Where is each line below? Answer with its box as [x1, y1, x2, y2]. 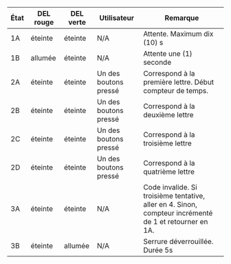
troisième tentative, [143, 191, 205, 201]
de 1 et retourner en [143, 217, 208, 226]
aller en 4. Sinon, [143, 200, 198, 209]
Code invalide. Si [143, 183, 197, 192]
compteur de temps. [143, 86, 208, 95]
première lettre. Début [143, 77, 214, 87]
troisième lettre [143, 139, 192, 148]
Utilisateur [99, 13, 135, 23]
